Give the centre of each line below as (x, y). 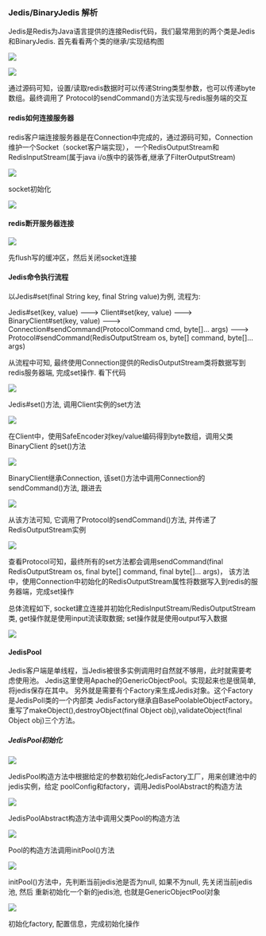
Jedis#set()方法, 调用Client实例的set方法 (75, 404)
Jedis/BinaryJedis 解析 (53, 12)
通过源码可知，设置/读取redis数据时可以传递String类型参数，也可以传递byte (132, 88)
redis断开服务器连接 (41, 224)
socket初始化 (30, 189)
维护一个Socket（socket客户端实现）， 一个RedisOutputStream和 (114, 147)
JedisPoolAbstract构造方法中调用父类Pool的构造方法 (94, 818)
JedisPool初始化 (35, 740)
